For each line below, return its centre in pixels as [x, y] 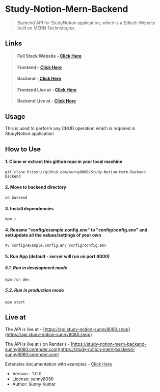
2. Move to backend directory [36, 187]
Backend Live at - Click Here [46, 101]
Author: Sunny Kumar [34, 384]
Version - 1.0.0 [27, 373]
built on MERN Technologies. [46, 28]
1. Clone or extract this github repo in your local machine [64, 162]
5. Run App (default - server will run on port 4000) [57, 256]
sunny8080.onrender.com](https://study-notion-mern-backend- [70, 349]
